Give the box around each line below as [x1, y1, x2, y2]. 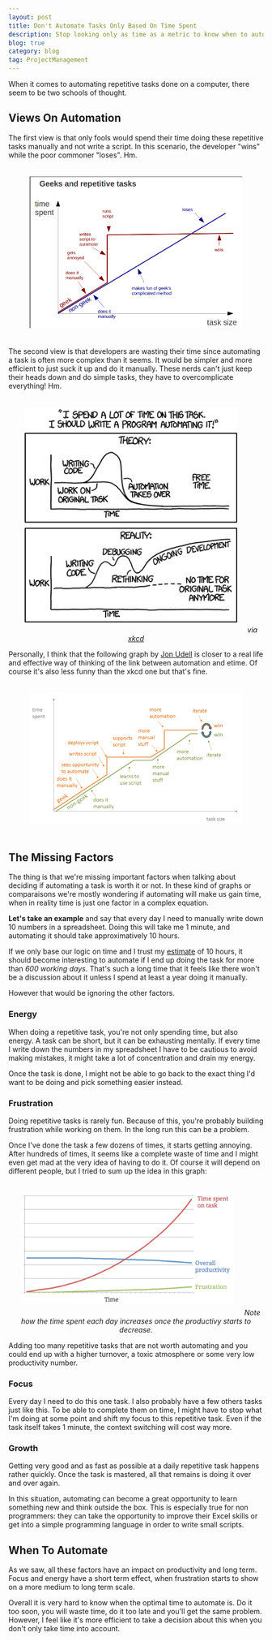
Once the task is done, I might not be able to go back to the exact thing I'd [8, 1068, 256, 1079]
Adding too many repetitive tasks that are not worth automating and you [8, 1340, 249, 1350]
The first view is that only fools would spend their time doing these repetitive [8, 132, 264, 142]
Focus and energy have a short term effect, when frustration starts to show [8, 1574, 259, 1583]
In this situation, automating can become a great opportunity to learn [8, 1494, 238, 1504]
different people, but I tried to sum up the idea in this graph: [8, 1165, 208, 1176]
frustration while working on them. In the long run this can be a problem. [8, 1124, 249, 1134]
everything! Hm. [8, 381, 62, 390]
